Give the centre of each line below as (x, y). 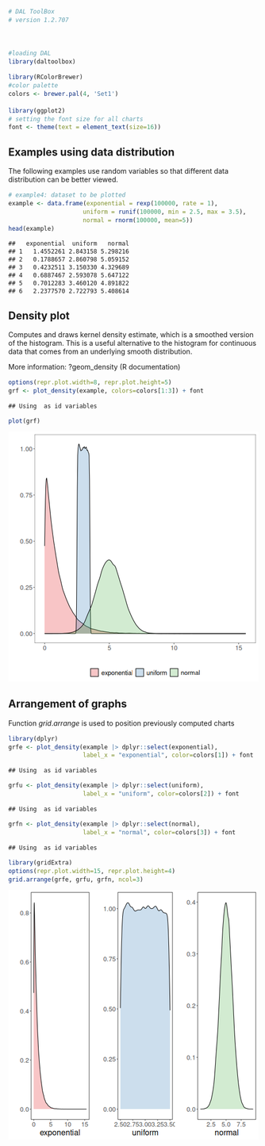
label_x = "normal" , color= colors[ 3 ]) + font (159, 832)
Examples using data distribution (92, 152)
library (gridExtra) (40, 862)
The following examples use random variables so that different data (118, 171)
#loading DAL (30, 54)
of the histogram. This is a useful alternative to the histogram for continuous (132, 343)
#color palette (33, 86)
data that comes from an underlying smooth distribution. (100, 351)
